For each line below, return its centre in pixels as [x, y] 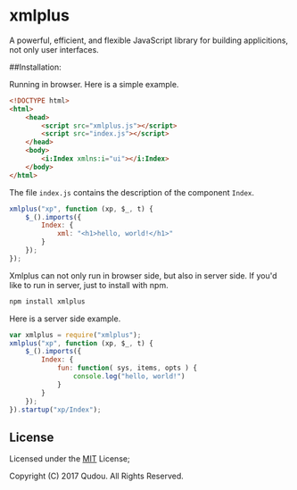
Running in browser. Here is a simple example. [94, 84]
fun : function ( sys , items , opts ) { [127, 368]
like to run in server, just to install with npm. [89, 285]
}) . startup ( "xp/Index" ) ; [55, 410]
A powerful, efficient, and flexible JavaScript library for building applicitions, [148, 40]
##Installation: [35, 67]
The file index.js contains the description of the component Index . [132, 192]
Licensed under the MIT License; [70, 459]
